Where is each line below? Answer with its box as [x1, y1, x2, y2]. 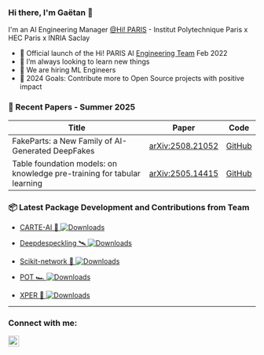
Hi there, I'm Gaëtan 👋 [8, 7, 93, 18]
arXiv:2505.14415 [148, 168, 218, 179]
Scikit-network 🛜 [19, 256, 75, 266]
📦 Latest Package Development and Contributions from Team [8, 202, 250, 213]
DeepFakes [53, 145, 95, 156]
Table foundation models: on [12, 157, 118, 168]
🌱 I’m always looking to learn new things [19, 57, 150, 66]
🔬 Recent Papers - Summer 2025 [8, 102, 136, 113]
